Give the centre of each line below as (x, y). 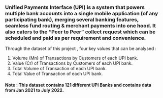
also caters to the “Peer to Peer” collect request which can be (81, 32)
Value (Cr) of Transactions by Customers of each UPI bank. (72, 63)
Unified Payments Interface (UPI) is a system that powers (75, 7)
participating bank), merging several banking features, (72, 20)
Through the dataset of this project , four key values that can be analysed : (81, 49)
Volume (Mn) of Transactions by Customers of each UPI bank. (75, 58)
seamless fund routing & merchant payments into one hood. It (81, 25)
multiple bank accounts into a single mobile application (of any (82, 13)
